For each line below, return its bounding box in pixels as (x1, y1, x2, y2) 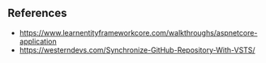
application (19, 36, 58, 46)
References (7, 6, 67, 20)
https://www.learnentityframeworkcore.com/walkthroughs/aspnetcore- (19, 27, 258, 37)
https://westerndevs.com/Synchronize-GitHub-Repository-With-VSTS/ (19, 44, 256, 55)
